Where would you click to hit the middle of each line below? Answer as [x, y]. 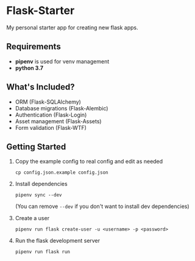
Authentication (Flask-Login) [51, 115]
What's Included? [41, 87]
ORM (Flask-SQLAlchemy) [48, 102]
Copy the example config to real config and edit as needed [89, 162]
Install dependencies [41, 184]
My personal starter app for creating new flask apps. [72, 27]
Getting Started [36, 147]
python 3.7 [29, 68]
